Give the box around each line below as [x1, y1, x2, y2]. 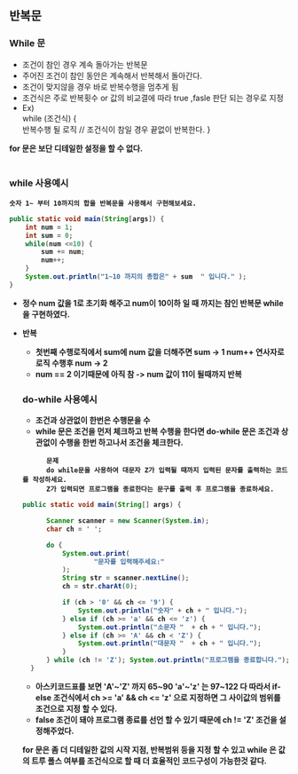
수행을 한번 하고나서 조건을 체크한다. [59, 438, 184, 448]
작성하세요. [32, 476, 67, 485]
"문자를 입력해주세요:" [93, 557, 165, 566]
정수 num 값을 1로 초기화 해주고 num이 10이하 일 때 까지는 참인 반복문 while [21, 297, 284, 308]
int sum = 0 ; [25, 231, 74, 240]
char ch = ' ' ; [45, 525, 103, 533]
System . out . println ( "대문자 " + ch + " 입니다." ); [78, 639, 262, 648]
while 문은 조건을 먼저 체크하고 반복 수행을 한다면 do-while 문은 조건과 [35, 426, 279, 437]
